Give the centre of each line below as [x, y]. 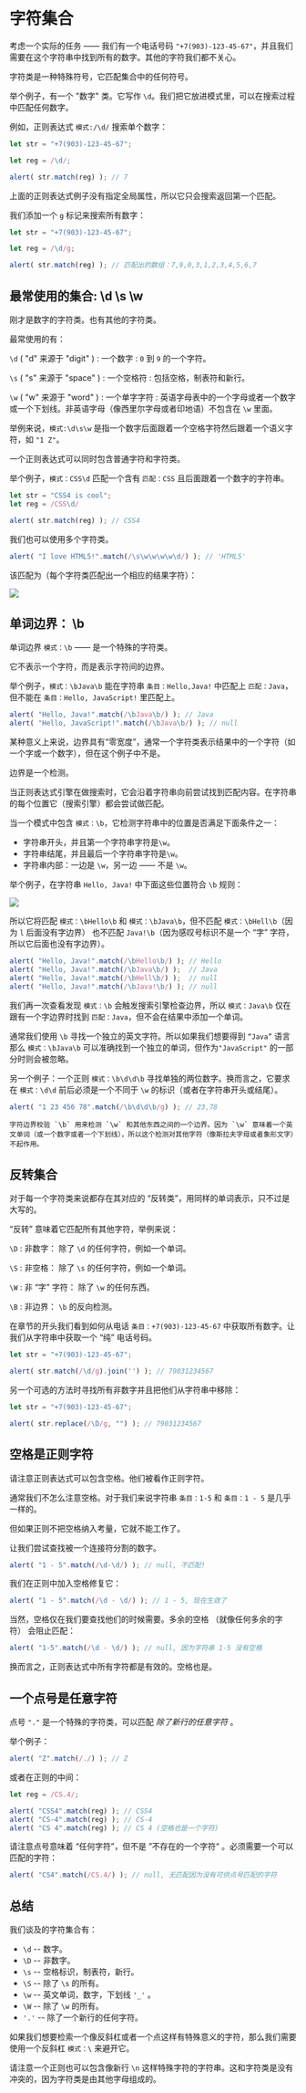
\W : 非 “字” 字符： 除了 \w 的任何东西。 [82, 1287]
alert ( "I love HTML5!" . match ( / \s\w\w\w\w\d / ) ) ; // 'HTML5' [128, 556]
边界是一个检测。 [41, 773]
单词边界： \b [47, 623]
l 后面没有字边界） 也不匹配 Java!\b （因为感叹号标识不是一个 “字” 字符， [157, 933]
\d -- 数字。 [45, 1949]
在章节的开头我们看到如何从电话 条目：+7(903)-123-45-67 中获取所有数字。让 [153, 1326]
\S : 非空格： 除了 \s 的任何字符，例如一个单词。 [100, 1268]
